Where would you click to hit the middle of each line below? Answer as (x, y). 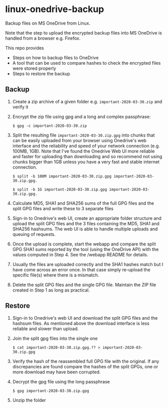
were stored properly (34, 68)
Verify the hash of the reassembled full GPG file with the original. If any (86, 361)
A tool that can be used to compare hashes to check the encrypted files (87, 63)
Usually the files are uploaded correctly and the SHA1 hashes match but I (88, 264)
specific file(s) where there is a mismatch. (56, 275)
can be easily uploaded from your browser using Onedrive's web (79, 140)
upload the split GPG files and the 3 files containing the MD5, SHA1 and (86, 223)
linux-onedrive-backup (55, 9)
